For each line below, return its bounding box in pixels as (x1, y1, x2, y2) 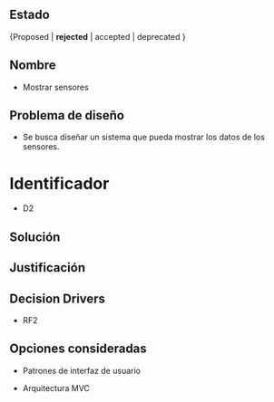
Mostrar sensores (22, 81, 89, 92)
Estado (9, 7, 50, 23)
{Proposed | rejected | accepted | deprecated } (9, 31, 186, 42)
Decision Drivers (9, 291, 106, 306)
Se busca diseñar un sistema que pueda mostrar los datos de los (22, 131, 266, 143)
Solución (9, 229, 61, 244)
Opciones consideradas (9, 341, 147, 357)
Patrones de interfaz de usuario (22, 365, 141, 376)
